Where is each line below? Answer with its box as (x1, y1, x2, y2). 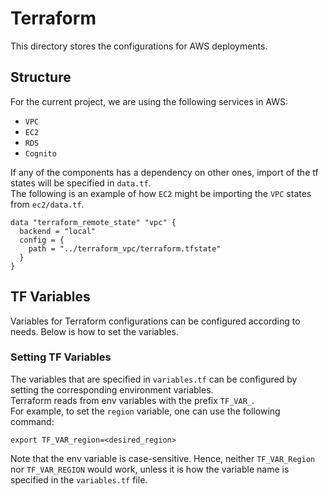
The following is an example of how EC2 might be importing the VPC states (10, 187, 312, 199)
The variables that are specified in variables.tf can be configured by (10, 373, 298, 385)
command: (10, 415, 55, 427)
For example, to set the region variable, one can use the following (10, 405, 281, 417)
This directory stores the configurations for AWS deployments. (10, 40, 268, 52)
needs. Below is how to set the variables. (10, 325, 179, 337)
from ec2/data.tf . (10, 198, 85, 210)
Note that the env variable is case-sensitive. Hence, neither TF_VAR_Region (10, 452, 316, 464)
